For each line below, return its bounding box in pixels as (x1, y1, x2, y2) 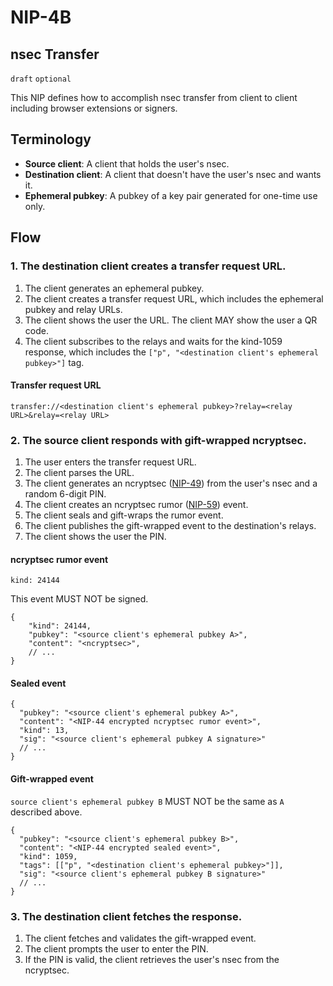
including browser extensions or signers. (10, 102, 178, 114)
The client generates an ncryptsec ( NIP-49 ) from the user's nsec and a (24, 477, 318, 489)
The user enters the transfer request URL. (24, 456, 197, 468)
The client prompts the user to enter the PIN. (24, 942, 209, 955)
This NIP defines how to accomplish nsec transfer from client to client (10, 92, 298, 103)
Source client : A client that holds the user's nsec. (24, 157, 230, 170)
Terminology (10, 131, 92, 148)
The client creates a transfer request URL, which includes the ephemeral (24, 292, 324, 305)
